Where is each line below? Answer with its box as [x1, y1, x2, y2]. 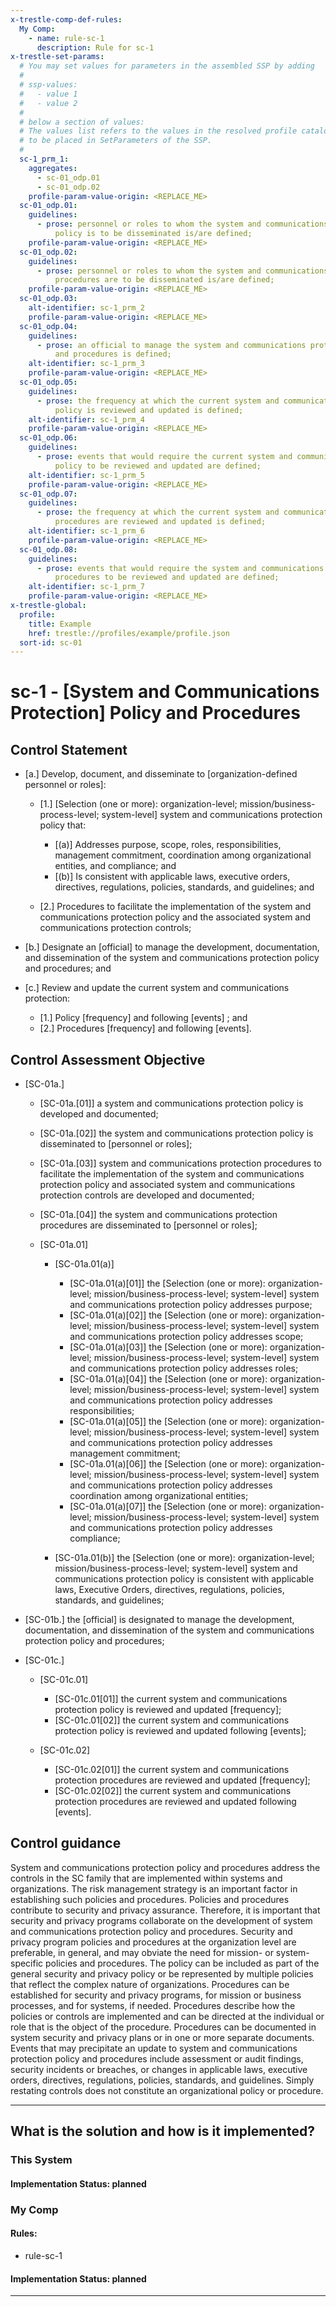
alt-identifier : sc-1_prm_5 [28, 470, 145, 480]
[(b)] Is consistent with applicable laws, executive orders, [54, 871, 291, 883]
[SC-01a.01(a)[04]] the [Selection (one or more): [69, 1373, 268, 1385]
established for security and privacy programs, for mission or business [10, 1989, 302, 2001]
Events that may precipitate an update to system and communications [10, 2042, 298, 2054]
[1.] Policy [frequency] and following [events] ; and [39, 1012, 248, 1024]
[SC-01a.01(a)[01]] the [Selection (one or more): [69, 1277, 266, 1290]
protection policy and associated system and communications [39, 1179, 296, 1191]
